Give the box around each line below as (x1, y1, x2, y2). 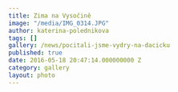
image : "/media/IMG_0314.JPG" (8, 19, 110, 27)
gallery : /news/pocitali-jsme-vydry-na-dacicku (8, 42, 171, 50)
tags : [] (8, 34, 38, 42)
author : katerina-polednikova (8, 26, 110, 34)
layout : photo (8, 71, 56, 79)
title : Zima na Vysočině (8, 11, 91, 20)
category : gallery (8, 64, 70, 72)
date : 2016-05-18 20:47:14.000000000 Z (8, 57, 142, 65)
